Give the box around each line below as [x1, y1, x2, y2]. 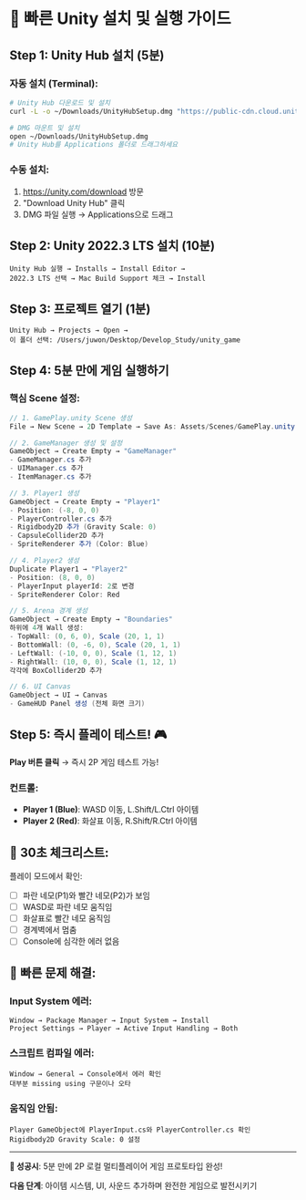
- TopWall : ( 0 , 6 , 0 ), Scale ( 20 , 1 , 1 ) [9, 632, 166, 641]
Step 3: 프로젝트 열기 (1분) [9, 301, 151, 316]
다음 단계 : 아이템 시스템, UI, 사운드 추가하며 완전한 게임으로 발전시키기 [9, 1180, 258, 1191]
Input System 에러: [9, 995, 93, 1008]
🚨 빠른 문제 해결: [9, 965, 97, 980]
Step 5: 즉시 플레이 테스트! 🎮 [9, 727, 168, 742]
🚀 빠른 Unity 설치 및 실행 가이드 [9, 8, 232, 29]
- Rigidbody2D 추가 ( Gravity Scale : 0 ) [9, 522, 158, 532]
